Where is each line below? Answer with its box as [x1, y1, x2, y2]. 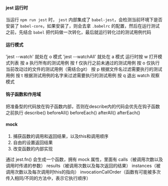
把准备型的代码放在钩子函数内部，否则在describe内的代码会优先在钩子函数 [6, 103, 160, 109]
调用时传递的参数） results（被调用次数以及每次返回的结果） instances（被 [6, 162, 161, 168]
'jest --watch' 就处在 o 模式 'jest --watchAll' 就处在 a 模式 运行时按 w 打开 [6, 54, 158, 60]
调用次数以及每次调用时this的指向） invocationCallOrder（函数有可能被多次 [6, 168, 161, 175]
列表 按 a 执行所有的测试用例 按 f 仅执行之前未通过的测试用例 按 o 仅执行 [10, 60, 160, 66]
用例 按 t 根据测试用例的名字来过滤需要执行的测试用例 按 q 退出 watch [6, 73, 150, 79]
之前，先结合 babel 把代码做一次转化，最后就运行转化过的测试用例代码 [6, 29, 151, 35]
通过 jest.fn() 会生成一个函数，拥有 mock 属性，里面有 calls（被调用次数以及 [6, 156, 163, 162]
